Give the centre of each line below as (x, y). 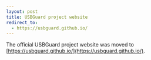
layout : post (22, 11)
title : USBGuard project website (47, 17)
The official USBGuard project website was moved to (70, 45)
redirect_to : (22, 22)
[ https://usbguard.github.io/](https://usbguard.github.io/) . (75, 51)
